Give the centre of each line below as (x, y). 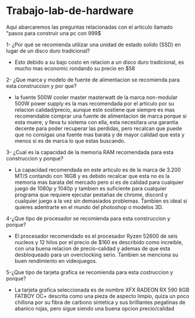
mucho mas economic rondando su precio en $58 (75, 68)
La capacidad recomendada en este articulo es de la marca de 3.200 (97, 170)
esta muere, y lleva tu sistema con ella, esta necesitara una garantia (96, 122)
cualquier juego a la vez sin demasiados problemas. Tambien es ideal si (101, 201)
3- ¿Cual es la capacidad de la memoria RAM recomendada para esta (90, 152)
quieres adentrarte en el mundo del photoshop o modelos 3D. (89, 207)
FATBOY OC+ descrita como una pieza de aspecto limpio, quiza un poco (102, 296)
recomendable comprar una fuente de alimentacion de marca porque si (100, 116)
